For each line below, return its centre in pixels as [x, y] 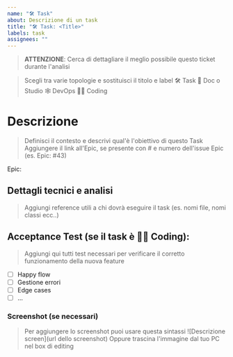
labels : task [26, 33]
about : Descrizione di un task [53, 20]
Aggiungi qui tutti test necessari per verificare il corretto [104, 254]
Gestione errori [39, 282]
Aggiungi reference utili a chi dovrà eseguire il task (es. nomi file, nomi [125, 207]
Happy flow [34, 274]
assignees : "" [28, 40]
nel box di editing [49, 346]
